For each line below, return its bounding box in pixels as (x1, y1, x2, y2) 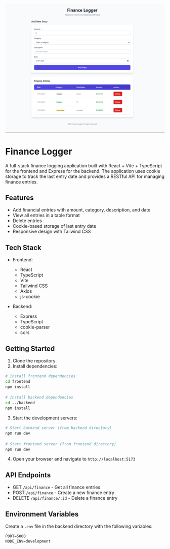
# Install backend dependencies (5, 395, 73, 400)
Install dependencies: (12, 363, 58, 369)
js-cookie (20, 294, 40, 300)
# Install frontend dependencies (5, 373, 76, 379)
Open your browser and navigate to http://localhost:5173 (12, 456, 136, 462)
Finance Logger (5, 145, 72, 157)
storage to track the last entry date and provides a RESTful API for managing (5, 173, 164, 179)
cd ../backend (5, 401, 35, 406)
